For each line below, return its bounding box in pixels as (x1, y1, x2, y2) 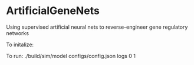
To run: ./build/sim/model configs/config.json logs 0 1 (6, 52, 136, 59)
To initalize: (6, 41, 34, 48)
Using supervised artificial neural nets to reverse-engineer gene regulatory (6, 23, 188, 30)
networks (6, 29, 29, 36)
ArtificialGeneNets (6, 4, 100, 18)
